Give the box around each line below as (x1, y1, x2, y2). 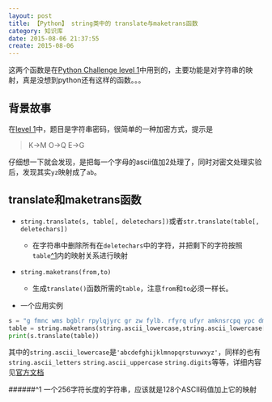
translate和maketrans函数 (8, 193, 142, 207)
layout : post (8, 11, 53, 20)
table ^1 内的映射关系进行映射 (32, 250, 128, 260)
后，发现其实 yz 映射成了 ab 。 (8, 167, 101, 176)
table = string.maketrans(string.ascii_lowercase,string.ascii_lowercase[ (8, 324, 266, 332)
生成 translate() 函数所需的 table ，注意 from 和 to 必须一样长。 (32, 283, 233, 293)
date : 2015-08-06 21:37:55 (8, 34, 100, 43)
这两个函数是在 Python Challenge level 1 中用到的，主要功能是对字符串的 (8, 66, 246, 75)
